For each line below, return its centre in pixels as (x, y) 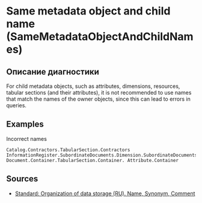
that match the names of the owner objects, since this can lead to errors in (99, 99)
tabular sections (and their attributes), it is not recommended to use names (99, 92)
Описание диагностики (53, 71)
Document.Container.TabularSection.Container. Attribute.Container (93, 160)
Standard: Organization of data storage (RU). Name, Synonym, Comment (105, 193)
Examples (25, 124)
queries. (17, 105)
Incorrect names (26, 139)
